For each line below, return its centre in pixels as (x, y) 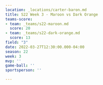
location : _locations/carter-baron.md (46, 10)
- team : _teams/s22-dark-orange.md (43, 33)
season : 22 (17, 51)
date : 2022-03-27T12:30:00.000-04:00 (45, 47)
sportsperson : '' (23, 70)
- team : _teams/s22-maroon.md (37, 24)
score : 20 (20, 28)
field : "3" (17, 42)
